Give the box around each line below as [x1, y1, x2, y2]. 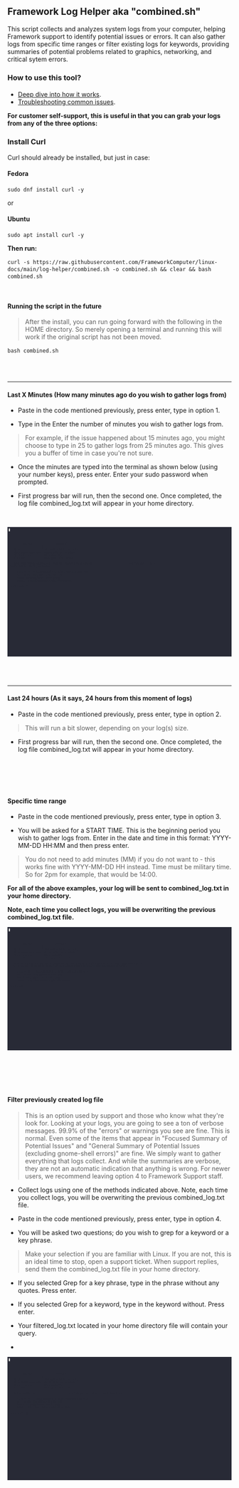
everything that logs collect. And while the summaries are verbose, [24, 1156, 222, 1165]
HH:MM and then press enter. [42, 842, 129, 850]
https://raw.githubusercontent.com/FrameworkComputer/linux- [33, 259, 218, 266]
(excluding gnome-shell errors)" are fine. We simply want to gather [24, 1149, 221, 1158]
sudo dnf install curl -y [7, 186, 84, 193]
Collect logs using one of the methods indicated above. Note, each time [17, 1185, 228, 1194]
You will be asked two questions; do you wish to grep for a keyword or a [17, 1228, 229, 1237]
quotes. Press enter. [17, 1286, 77, 1294]
